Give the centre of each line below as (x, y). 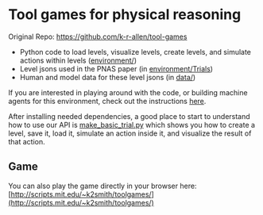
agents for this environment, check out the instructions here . (107, 101)
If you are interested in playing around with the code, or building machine (128, 92)
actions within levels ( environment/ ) (78, 60)
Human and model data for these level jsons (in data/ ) (108, 77)
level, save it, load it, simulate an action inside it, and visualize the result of (130, 133)
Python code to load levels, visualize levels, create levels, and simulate (135, 52)
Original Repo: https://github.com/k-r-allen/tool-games (98, 36)
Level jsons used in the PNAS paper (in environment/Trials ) (116, 68)
